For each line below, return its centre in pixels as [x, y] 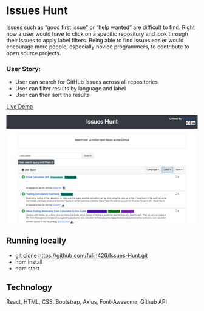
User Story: [24, 69]
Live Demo [20, 107]
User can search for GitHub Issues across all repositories [86, 82]
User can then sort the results [52, 95]
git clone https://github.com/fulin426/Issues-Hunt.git [81, 255]
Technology [29, 287]
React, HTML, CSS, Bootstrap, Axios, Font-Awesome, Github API [87, 302]
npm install [29, 262]
